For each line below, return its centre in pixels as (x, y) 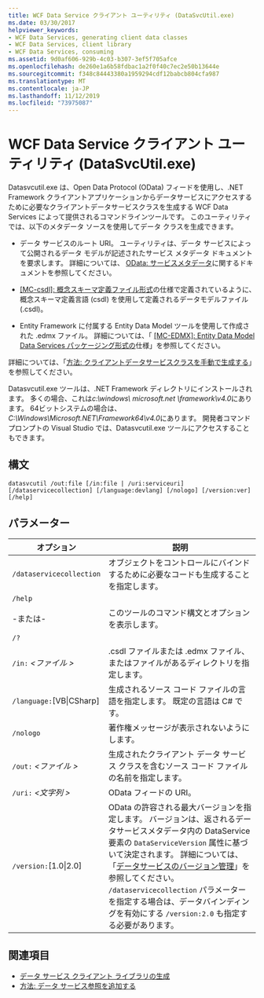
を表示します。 (136, 624)
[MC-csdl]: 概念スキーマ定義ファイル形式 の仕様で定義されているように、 (137, 290)
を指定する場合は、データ (156, 901)
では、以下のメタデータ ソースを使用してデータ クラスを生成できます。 (123, 227)
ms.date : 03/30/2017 (42, 23)
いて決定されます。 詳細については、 (176, 854)
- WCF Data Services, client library (70, 45)
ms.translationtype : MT (47, 81)
